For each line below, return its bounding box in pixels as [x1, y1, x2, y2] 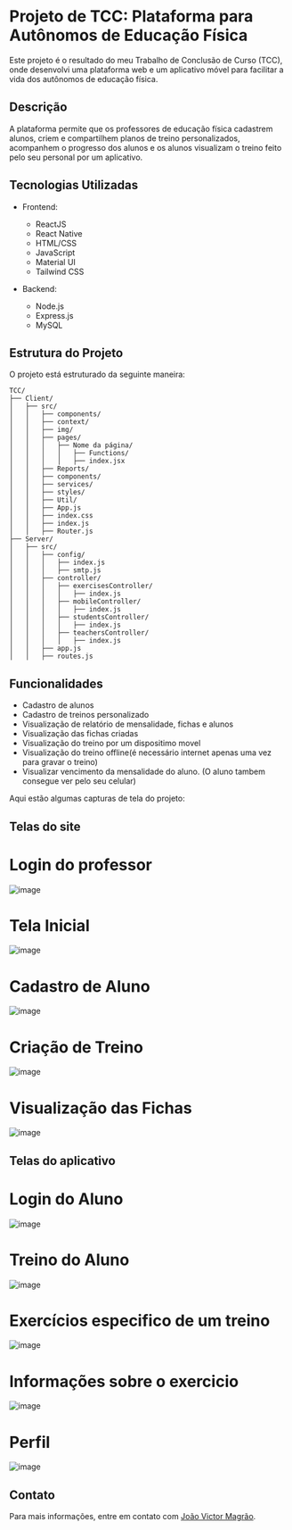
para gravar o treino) [21, 757, 98, 768]
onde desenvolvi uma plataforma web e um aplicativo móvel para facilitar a [9, 64, 284, 75]
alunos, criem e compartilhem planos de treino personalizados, [9, 132, 240, 144]
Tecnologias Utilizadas [9, 178, 139, 193]
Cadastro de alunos [21, 700, 94, 711]
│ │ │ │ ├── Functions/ [9, 449, 129, 458]
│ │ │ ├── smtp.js [9, 566, 101, 575]
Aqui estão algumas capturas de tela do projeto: [9, 793, 185, 804]
